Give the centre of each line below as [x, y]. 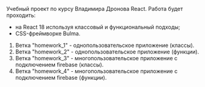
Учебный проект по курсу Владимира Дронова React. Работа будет [95, 9]
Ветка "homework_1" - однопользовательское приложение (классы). [105, 45]
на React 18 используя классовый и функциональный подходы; [98, 27]
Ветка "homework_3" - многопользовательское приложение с [96, 58]
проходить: [21, 15]
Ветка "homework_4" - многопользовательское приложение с [96, 71]
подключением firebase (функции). [61, 78]
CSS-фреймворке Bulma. [48, 33]
